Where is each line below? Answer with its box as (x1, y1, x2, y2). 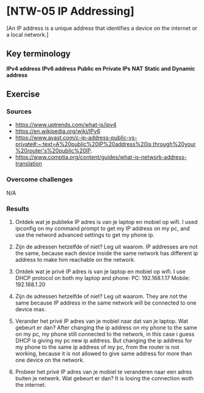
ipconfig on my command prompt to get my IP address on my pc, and (15, 225, 191, 233)
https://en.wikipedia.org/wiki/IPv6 (15, 128, 101, 135)
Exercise (6, 89, 40, 99)
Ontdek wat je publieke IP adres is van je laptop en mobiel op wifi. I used (15, 218, 198, 226)
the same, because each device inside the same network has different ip (15, 250, 199, 257)
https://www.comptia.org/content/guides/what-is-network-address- (15, 154, 188, 161)
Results (6, 204, 29, 213)
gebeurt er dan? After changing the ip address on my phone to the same (15, 324, 197, 331)
